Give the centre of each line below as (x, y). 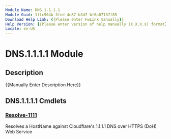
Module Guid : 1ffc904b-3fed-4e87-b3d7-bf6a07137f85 (61, 15)
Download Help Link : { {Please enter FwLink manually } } (65, 19)
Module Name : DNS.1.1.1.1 (33, 10)
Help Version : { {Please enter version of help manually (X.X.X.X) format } (86, 24)
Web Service (19, 131)
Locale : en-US (20, 29)
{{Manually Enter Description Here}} (43, 85)
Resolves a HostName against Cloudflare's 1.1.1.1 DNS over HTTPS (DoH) (81, 126)
